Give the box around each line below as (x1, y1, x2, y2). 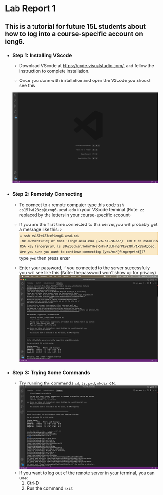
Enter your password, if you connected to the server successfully (19, 265, 150, 271)
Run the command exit (26, 485, 74, 491)
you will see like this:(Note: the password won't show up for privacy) (19, 270, 156, 275)
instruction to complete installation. (19, 68, 90, 74)
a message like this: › (19, 226, 62, 233)
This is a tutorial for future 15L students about (5, 22, 146, 31)
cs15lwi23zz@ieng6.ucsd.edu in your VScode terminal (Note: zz (19, 207, 145, 213)
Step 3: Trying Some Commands (12, 369, 91, 376)
